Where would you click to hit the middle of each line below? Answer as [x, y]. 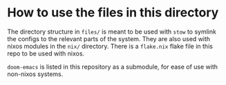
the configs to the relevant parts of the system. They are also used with [109, 38]
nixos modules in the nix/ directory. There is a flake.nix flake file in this [110, 46]
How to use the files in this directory [113, 13]
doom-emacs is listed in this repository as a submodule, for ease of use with [113, 66]
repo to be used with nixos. [46, 53]
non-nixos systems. [35, 74]
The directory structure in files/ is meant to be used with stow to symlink [112, 32]
